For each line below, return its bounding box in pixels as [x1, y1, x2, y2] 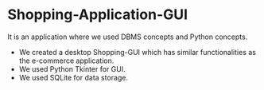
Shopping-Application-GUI [7, 6, 188, 24]
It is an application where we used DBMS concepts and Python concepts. [7, 32, 248, 41]
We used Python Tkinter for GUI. [18, 64, 126, 73]
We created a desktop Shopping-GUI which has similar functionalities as [18, 47, 256, 57]
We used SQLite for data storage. [18, 72, 129, 82]
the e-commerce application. [18, 56, 115, 65]
